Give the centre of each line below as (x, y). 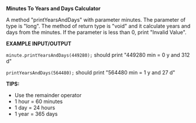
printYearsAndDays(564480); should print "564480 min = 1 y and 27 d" (91, 72)
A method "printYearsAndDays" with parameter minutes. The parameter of (96, 20)
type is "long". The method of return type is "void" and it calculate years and (98, 26)
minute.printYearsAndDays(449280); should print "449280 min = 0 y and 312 (98, 55)
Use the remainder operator (48, 95)
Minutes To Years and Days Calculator (54, 8)
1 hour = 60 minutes (39, 101)
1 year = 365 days (36, 114)
